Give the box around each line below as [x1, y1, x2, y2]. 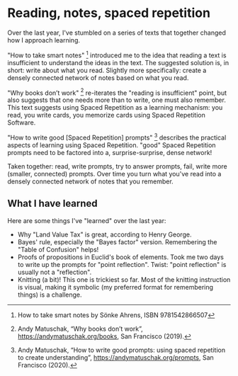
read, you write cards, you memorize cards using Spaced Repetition [7, 111, 205, 120]
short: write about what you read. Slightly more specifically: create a [7, 66, 207, 74]
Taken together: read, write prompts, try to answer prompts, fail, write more [7, 161, 228, 171]
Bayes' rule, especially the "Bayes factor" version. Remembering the [17, 237, 217, 246]
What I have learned [7, 198, 98, 210]
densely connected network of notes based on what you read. [7, 73, 189, 82]
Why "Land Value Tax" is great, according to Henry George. [17, 230, 192, 239]
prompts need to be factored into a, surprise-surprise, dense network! [7, 148, 212, 156]
